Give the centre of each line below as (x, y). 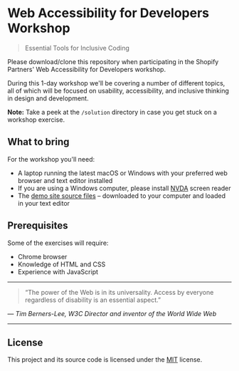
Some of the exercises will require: (58, 243)
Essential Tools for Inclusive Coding (77, 48)
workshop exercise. (36, 120)
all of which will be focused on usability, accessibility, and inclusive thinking (118, 90)
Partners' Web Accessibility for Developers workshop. (86, 69)
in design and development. (48, 98)
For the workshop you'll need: (51, 159)
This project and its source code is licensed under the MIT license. (105, 360)
